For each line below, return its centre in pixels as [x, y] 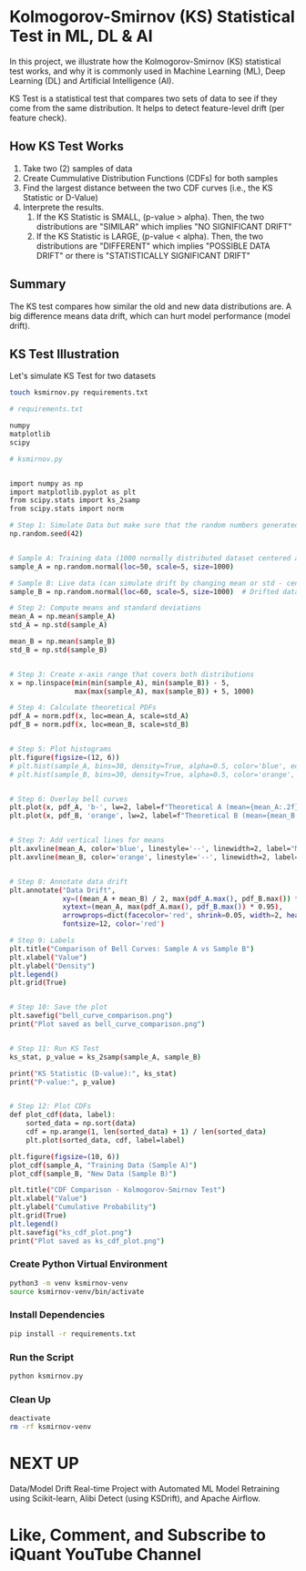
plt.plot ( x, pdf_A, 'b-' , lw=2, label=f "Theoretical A [116, 807]
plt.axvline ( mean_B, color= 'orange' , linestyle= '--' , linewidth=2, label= [154, 857]
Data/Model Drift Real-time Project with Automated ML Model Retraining [145, 1488]
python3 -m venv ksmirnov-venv [69, 1283]
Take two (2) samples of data [77, 168]
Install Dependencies [57, 1315]
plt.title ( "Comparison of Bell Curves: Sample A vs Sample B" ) [132, 949]
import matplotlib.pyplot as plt [73, 492]
